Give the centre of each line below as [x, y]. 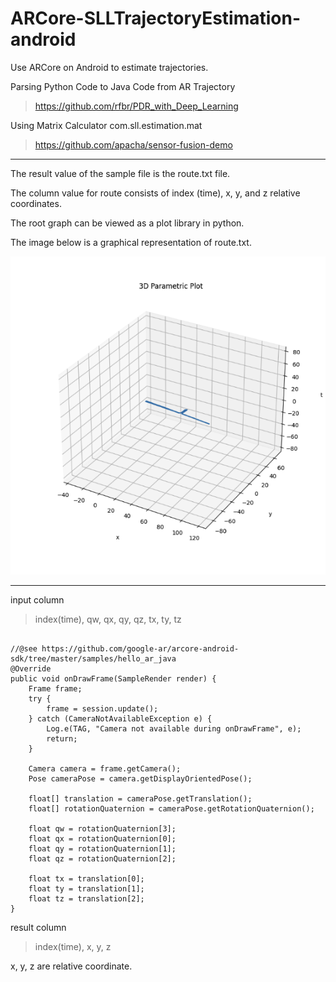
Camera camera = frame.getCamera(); [105, 769]
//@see [24, 649]
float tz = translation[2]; [86, 899]
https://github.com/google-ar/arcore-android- [140, 649]
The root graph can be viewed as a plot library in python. [127, 223]
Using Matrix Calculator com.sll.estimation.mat [106, 125]
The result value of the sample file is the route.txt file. [120, 173]
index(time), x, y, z [73, 947]
